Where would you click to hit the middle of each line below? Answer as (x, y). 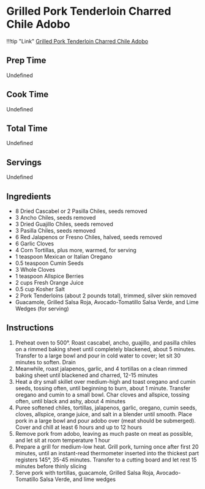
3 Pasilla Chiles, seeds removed (55, 230)
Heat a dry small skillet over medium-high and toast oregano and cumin (105, 381)
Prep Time (26, 60)
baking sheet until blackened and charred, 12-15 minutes (86, 375)
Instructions (30, 328)
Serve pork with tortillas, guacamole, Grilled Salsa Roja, (85, 472)
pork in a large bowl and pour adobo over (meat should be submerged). (105, 420)
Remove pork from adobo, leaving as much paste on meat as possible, (104, 433)
